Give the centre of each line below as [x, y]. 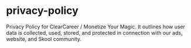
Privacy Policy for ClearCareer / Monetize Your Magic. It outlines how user [96, 27]
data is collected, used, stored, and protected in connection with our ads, [94, 32]
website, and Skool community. [44, 39]
